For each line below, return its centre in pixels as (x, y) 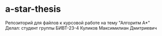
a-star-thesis (33, 9)
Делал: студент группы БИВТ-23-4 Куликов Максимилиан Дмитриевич (81, 28)
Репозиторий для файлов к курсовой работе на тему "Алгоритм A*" (78, 23)
